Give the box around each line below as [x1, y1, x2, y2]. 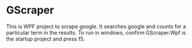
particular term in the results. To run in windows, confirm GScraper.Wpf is [6, 29, 186, 36]
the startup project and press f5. [6, 35, 85, 42]
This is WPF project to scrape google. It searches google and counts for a [6, 23, 187, 30]
